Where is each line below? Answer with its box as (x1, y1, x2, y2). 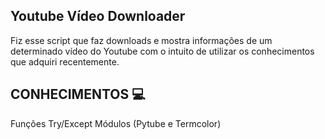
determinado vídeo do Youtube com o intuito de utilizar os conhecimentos (10, 45, 315, 57)
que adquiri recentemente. (10, 55, 120, 68)
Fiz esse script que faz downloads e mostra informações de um (10, 34, 273, 46)
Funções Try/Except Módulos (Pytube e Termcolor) (10, 117, 222, 129)
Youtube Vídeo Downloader (10, 8, 186, 25)
